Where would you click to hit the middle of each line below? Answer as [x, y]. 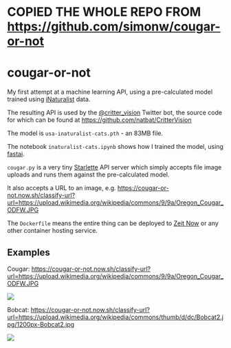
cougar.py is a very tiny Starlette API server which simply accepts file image [114, 167]
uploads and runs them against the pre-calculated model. [88, 175]
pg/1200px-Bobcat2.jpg [41, 324]
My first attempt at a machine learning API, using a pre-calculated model [110, 92]
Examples [29, 252]
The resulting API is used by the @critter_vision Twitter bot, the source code [114, 113]
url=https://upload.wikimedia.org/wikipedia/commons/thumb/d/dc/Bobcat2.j [115, 317]
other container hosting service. [53, 231]
